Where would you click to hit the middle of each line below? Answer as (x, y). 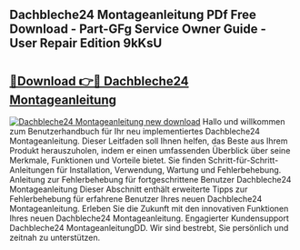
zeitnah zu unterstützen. (55, 237)
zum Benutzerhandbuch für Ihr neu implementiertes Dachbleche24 (135, 131)
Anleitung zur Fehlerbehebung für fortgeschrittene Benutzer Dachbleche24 (150, 180)
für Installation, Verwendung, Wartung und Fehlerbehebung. (169, 170)
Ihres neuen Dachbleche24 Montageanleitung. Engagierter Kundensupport (149, 218)
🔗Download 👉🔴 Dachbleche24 (99, 81)
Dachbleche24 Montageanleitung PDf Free (133, 15)
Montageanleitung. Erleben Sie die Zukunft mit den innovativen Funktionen (149, 209)
